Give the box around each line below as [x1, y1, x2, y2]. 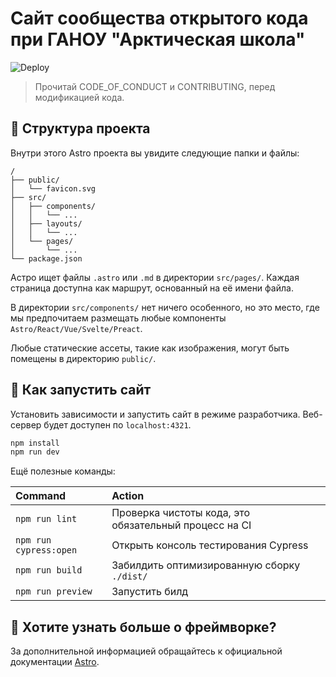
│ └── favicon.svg [10, 183, 97, 194]
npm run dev [10, 447, 60, 457]
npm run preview [15, 586, 93, 597]
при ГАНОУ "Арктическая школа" [10, 28, 306, 51]
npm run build [15, 565, 83, 576]
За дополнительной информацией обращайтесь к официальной [10, 645, 283, 657]
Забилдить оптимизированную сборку [111, 558, 301, 572]
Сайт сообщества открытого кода [10, 7, 309, 30]
